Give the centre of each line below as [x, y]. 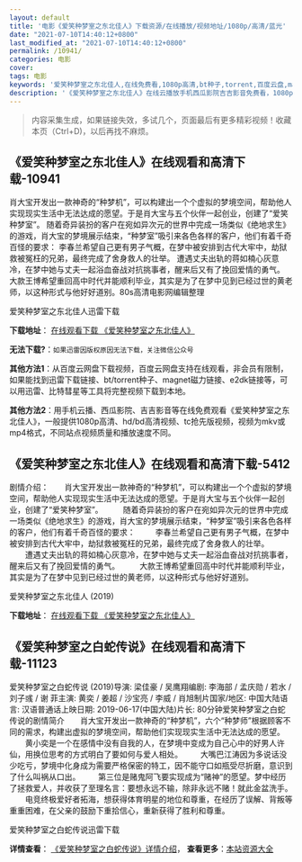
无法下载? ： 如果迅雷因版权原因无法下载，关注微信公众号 [102, 350]
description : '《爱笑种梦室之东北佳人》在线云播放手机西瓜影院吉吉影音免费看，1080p [151, 93]
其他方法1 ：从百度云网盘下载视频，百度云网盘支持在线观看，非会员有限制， [149, 369]
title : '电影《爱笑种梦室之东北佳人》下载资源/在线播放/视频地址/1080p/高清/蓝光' [148, 26]
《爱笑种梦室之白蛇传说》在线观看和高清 [121, 646]
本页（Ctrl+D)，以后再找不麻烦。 [92, 130]
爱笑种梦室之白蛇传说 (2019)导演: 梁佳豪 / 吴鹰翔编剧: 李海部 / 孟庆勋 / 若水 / [151, 687]
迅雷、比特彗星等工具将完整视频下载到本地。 [107, 391]
